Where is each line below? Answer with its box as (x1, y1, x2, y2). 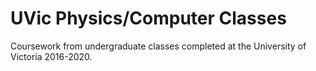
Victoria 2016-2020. (10, 50, 93, 62)
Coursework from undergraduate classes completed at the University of (10, 40, 307, 52)
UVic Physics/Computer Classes (10, 7, 287, 30)
